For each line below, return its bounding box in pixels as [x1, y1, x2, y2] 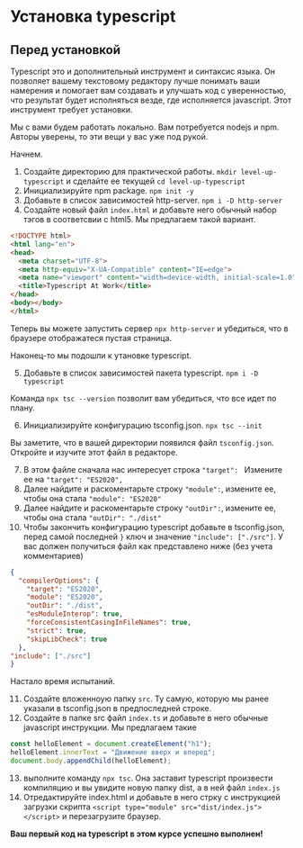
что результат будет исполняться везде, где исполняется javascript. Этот [10, 95, 292, 105]
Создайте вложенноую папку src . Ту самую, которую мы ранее [22, 693, 269, 704]
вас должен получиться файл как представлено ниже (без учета [22, 540, 273, 551]
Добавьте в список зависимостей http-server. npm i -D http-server [22, 195, 282, 205]
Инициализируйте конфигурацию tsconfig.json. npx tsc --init [22, 419, 263, 430]
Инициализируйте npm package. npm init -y [22, 185, 194, 195]
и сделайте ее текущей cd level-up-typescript [66, 176, 246, 186]
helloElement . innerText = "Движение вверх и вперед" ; [10, 748, 217, 757]
